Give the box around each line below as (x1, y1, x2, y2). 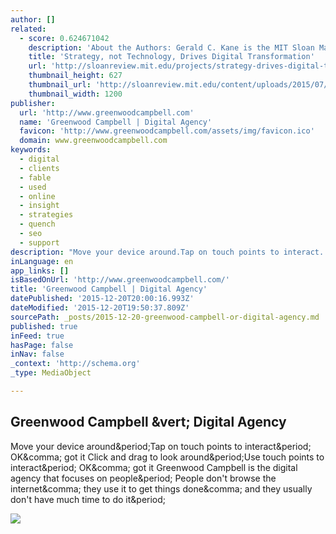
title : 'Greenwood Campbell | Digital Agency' (10, 284, 208, 295)
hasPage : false (10, 340, 74, 350)
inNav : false (10, 349, 65, 360)
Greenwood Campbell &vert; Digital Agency (10, 414, 287, 431)
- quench (19, 219, 56, 230)
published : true (10, 321, 78, 331)
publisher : (10, 98, 56, 108)
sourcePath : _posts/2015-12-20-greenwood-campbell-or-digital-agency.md (10, 312, 320, 322)
